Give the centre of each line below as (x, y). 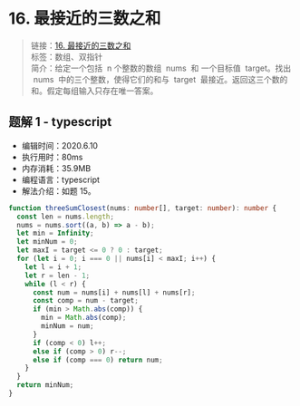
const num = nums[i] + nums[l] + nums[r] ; (114, 292)
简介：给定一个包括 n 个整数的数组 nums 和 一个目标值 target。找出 (161, 68)
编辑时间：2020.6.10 (60, 145)
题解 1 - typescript (60, 122)
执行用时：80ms (52, 157)
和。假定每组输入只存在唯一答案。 (94, 91)
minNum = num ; (68, 326)
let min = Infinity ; (55, 233)
